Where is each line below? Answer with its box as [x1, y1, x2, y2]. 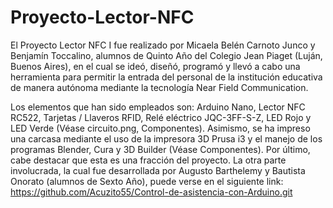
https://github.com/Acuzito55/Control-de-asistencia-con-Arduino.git [10, 186, 293, 198]
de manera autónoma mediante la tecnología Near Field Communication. [10, 81, 309, 93]
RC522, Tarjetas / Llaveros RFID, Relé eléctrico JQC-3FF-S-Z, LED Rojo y [10, 111, 312, 123]
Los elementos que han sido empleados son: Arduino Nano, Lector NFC [10, 101, 306, 113]
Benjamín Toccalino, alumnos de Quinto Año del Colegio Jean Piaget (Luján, [10, 49, 323, 61]
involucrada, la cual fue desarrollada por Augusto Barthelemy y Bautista [10, 164, 306, 176]
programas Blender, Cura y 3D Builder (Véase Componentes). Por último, [10, 143, 311, 155]
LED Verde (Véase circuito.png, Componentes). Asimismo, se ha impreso [10, 122, 311, 134]
